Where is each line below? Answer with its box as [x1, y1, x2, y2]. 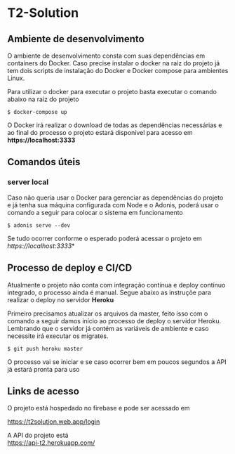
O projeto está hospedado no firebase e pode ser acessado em [7, 404, 191, 413]
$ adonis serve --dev [7, 221, 71, 229]
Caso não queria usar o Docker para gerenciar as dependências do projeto [7, 193, 224, 202]
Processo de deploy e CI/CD [7, 262, 133, 274]
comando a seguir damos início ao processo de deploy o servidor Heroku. [7, 316, 222, 325]
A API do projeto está [7, 431, 69, 440]
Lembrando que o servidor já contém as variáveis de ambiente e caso [7, 324, 209, 332]
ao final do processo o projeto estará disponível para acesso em [7, 129, 193, 136]
